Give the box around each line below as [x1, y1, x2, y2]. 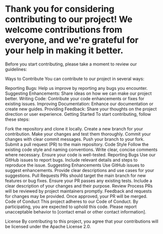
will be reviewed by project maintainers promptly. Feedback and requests [5, 188, 152, 194]
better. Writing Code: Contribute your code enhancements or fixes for [5, 95, 145, 101]
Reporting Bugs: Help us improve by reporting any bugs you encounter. [5, 85, 148, 91]
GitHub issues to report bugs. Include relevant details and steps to [5, 157, 138, 163]
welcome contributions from [5, 24, 123, 35]
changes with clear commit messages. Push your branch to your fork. [5, 136, 145, 142]
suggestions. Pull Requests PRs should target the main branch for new [5, 172, 146, 178]
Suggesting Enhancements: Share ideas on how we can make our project [5, 90, 152, 96]
